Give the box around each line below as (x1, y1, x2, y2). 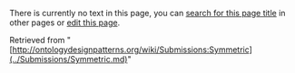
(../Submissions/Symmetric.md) (9, 54, 128, 64)
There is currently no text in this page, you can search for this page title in (9, 8, 286, 18)
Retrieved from (9, 35, 65, 45)
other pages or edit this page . (9, 17, 121, 28)
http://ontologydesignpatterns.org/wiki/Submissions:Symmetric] (12, 44, 252, 55)
